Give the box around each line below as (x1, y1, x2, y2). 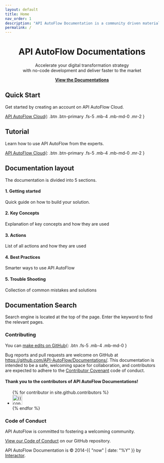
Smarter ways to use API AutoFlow (5, 265, 75, 271)
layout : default (5, 7, 38, 12)
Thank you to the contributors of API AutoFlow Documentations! (5, 379, 138, 385)
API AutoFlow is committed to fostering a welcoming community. (5, 428, 135, 434)
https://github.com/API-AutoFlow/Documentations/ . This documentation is (5, 357, 155, 363)
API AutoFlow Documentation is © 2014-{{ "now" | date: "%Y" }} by (5, 447, 142, 453)
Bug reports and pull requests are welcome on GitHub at (5, 352, 119, 358)
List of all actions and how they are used (5, 243, 86, 249)
